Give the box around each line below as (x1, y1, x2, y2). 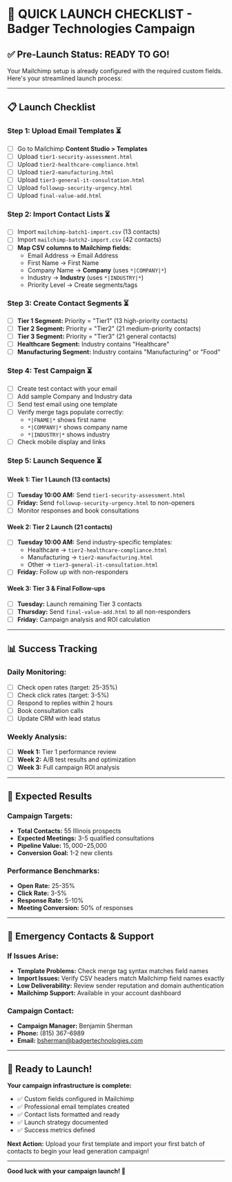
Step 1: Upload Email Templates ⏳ (7, 126, 122, 136)
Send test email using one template (17, 400, 118, 408)
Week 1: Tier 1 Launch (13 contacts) (7, 475, 110, 483)
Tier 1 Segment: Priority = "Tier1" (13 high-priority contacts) (17, 316, 188, 324)
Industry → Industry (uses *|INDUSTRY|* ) (27, 273, 144, 281)
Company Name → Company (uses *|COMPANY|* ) (27, 266, 167, 274)
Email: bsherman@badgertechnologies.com (17, 1037, 144, 1045)
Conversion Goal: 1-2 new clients (17, 849, 113, 857)
